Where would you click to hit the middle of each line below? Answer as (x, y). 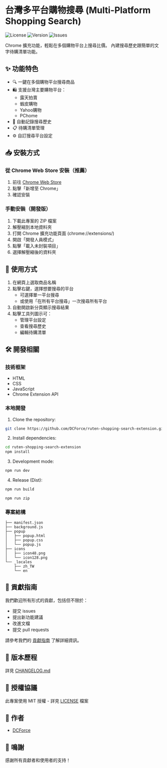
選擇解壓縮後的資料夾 (34, 252)
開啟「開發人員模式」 (34, 239)
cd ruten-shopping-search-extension (43, 447)
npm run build (20, 489)
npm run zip (17, 498)
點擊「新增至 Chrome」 (37, 188)
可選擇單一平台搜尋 (40, 295)
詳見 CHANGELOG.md (28, 671)
